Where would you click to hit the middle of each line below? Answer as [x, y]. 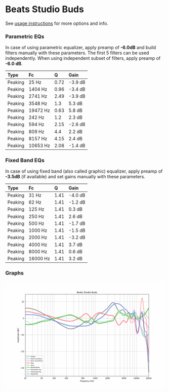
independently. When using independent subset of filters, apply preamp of [83, 58]
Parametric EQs [25, 36]
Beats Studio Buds [45, 9]
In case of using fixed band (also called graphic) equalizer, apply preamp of [84, 171]
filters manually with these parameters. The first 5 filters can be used [77, 53]
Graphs [14, 273]
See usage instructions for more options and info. [57, 23]
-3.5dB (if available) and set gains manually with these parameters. [75, 177]
